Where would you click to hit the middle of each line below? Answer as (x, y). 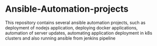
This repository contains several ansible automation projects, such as (75, 23)
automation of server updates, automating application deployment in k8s (79, 33)
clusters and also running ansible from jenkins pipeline (60, 38)
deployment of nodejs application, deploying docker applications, (71, 27)
